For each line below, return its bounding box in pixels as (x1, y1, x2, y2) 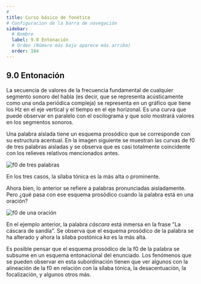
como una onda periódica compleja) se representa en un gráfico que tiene (6, 99, 191, 106)
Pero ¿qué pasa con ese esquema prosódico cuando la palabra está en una (6, 191, 194, 198)
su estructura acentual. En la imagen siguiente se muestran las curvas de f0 (6, 136, 195, 144)
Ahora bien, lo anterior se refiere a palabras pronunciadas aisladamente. (6, 185, 186, 192)
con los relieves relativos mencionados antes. (6, 149, 120, 157)
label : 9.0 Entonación (11, 37, 69, 43)
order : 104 (11, 48, 39, 54)
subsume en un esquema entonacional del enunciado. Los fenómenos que (6, 251, 192, 259)
